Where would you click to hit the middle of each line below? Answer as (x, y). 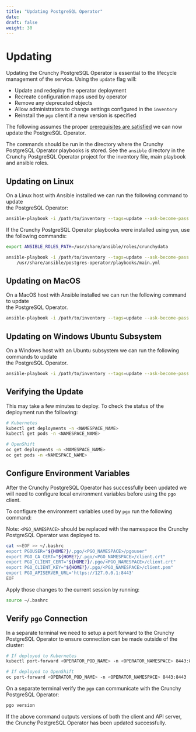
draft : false (22, 22)
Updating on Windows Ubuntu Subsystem (84, 336)
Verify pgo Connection (47, 619)
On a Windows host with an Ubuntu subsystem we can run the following (93, 350)
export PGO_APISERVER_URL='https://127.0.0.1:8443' (70, 573)
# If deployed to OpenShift (40, 672)
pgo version (20, 706)
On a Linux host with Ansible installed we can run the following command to (97, 195)
